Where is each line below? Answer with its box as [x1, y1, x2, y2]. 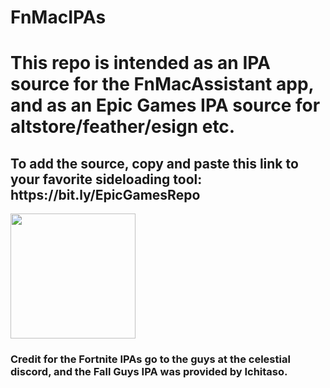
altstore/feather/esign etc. [10, 116, 236, 138]
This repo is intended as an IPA [10, 52, 271, 75]
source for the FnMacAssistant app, [10, 73, 315, 96]
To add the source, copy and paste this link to [10, 155, 299, 172]
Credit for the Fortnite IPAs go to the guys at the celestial [10, 352, 291, 366]
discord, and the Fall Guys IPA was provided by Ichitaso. [10, 365, 288, 379]
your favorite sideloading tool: [10, 171, 203, 188]
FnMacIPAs [10, 6, 107, 29]
